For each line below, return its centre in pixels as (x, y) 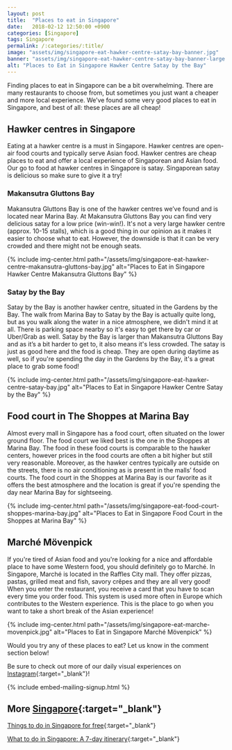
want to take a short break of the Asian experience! (81, 611)
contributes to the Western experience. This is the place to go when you (110, 603)
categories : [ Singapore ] (43, 33)
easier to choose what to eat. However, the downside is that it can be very (113, 238)
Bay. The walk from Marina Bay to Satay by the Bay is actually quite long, (111, 314)
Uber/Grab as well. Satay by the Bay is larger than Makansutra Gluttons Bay (115, 337)
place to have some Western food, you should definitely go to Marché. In (111, 566)
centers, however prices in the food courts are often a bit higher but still (110, 455)
